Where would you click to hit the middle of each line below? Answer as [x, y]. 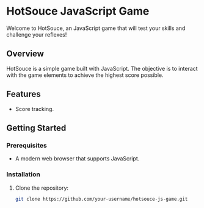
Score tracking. [34, 109]
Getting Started [36, 128]
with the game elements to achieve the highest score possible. [85, 75]
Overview [25, 54]
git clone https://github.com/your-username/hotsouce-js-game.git [101, 199]
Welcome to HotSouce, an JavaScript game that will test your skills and [96, 28]
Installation [24, 174]
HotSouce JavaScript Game [78, 11]
